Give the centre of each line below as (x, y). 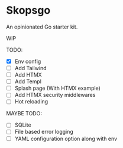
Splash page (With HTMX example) (57, 88)
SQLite (23, 125)
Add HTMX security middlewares (55, 95)
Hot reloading (31, 102)
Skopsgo (28, 10)
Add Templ (28, 81)
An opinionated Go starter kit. (42, 27)
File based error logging (44, 132)
